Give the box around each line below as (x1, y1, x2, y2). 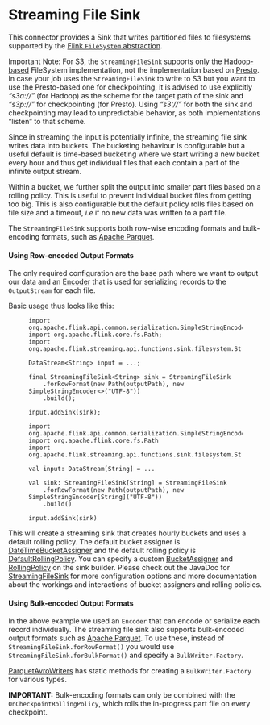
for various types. (8, 675, 67, 685)
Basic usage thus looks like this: (8, 301, 114, 311)
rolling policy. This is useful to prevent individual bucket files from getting (8, 190, 251, 200)
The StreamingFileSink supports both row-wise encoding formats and (8, 223, 242, 233)
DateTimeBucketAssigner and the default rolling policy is (8, 546, 196, 556)
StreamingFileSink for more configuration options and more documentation (8, 571, 258, 581)
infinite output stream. (8, 166, 82, 176)
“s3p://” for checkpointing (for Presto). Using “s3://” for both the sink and (8, 99, 253, 109)
